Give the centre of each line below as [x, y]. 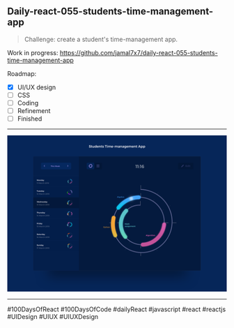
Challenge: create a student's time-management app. [101, 39]
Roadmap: [22, 73]
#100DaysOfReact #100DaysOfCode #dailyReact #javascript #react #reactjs [117, 309]
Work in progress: [33, 52]
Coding [28, 103]
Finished [30, 119]
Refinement [34, 111]
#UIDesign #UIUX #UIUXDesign [53, 317]
